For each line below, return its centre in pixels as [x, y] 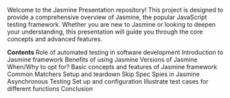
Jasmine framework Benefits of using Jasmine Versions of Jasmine [102, 60]
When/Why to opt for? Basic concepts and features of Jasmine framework [112, 67]
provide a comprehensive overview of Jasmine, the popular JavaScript [107, 17]
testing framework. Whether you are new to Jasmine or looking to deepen [112, 24]
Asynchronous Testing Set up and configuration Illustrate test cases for [108, 81]
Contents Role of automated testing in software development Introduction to [115, 52]
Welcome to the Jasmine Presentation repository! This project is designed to [115, 10]
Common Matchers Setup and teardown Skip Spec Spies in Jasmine [104, 74]
